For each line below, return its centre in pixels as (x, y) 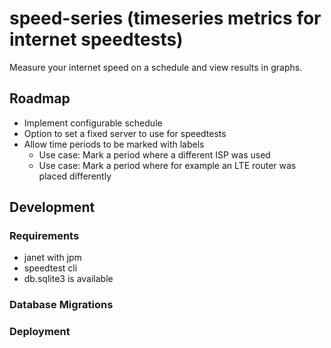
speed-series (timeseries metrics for (165, 18)
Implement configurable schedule (93, 123)
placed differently (75, 176)
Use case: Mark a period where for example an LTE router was (167, 165)
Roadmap (40, 98)
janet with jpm (52, 258)
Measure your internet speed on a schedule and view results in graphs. (156, 67)
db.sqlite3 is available (68, 279)
